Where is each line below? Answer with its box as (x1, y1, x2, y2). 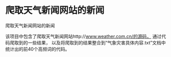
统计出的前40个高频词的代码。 (5, 46, 70, 52)
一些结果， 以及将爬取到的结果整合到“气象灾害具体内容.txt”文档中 (27, 39, 166, 46)
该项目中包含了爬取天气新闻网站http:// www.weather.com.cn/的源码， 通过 (5, 33, 162, 39)
